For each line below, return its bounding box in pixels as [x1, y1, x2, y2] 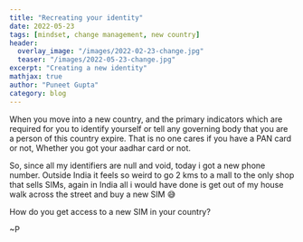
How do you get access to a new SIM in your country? [9, 206, 211, 217]
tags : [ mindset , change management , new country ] [9, 30, 201, 39]
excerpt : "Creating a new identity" [9, 64, 147, 73]
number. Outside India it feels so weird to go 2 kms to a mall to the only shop [9, 169, 295, 181]
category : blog [9, 88, 67, 98]
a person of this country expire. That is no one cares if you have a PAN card [9, 133, 292, 144]
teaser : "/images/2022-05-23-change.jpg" [17, 55, 176, 64]
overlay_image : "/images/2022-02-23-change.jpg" [17, 47, 204, 56]
